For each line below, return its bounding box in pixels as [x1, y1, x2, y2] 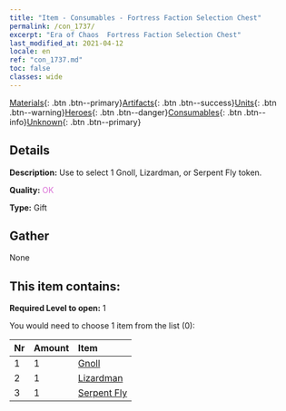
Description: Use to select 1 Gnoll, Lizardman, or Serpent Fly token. [9, 167, 262, 178]
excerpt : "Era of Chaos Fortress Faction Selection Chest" [9, 30, 242, 39]
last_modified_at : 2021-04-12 [9, 38, 124, 48]
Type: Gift [9, 201, 47, 213]
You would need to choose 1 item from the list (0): [9, 320, 195, 331]
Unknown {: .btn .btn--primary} [26, 116, 142, 127]
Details [9, 142, 50, 159]
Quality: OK [9, 184, 54, 195]
